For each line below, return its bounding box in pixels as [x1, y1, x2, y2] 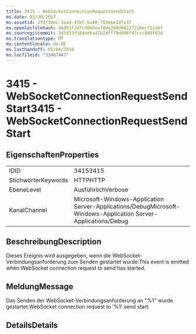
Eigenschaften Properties [6, 150, 99, 160]
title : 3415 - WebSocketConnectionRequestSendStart [6, 8, 134, 15]
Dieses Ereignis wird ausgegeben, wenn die [6, 252, 111, 259]
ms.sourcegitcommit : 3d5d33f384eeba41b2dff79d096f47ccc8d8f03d [6, 30, 163, 36]
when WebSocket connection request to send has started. [6, 265, 146, 272]
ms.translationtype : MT [6, 36, 64, 41]
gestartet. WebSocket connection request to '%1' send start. [6, 303, 150, 310]
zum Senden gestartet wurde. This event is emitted [68, 258, 190, 266]
